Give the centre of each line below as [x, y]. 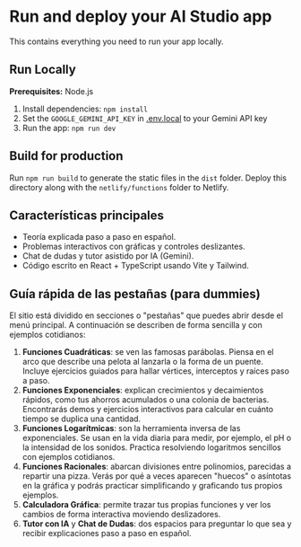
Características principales [86, 215]
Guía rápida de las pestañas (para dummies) [135, 294]
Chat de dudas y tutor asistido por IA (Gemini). [108, 256]
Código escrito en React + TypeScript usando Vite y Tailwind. [135, 266]
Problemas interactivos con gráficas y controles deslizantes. [133, 247]
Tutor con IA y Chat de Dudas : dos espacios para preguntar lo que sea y [157, 524]
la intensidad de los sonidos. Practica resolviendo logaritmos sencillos [152, 447]
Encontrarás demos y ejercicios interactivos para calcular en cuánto [148, 410]
